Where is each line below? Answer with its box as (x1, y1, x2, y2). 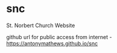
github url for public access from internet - (6, 33, 112, 40)
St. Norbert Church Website (6, 22, 75, 29)
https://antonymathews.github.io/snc (6, 40, 98, 47)
